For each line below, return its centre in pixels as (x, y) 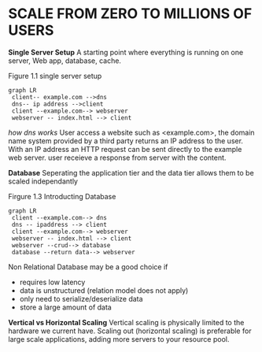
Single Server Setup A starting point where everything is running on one (126, 52)
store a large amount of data (65, 307)
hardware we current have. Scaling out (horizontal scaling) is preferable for (130, 331)
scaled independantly (43, 181)
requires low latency (52, 282)
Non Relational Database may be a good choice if (88, 267)
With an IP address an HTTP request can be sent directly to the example (125, 149)
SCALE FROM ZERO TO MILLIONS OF (130, 14)
